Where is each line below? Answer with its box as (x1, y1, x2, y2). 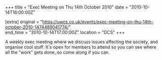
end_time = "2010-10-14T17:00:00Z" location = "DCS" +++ (5, 30, 125, 35)
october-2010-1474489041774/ (5, 24, 69, 30)
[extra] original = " (5, 19, 43, 25)
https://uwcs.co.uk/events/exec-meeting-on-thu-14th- (42, 19, 154, 25)
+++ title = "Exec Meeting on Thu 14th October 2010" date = (5, 4, 128, 10)
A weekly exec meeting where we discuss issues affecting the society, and (5, 39, 158, 45)
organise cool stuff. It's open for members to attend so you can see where (5, 44, 157, 50)
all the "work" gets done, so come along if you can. (5, 49, 110, 55)
